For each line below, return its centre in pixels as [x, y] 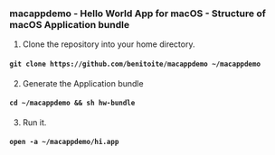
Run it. [34, 122]
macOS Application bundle [69, 24]
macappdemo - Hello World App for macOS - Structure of [138, 14]
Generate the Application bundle [83, 83]
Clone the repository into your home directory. [109, 44]
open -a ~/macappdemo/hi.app [64, 142]
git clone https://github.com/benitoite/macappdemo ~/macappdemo [135, 64]
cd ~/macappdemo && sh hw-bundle [72, 103]
